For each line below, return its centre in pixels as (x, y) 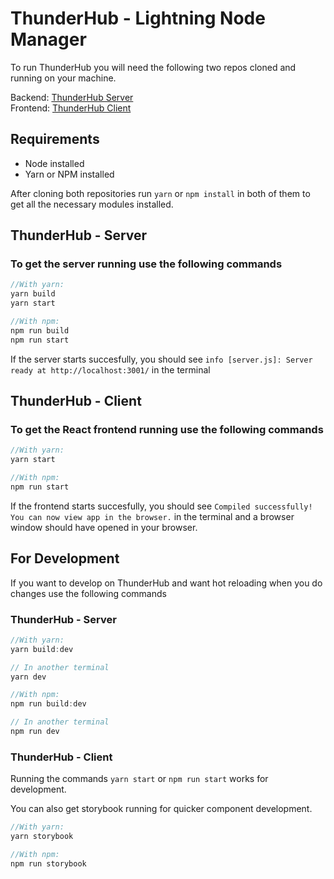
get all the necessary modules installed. (92, 204)
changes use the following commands (88, 593)
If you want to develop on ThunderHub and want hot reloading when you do (166, 583)
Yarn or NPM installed (69, 174)
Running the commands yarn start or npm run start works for (139, 779)
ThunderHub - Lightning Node (138, 18)
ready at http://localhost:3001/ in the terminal (110, 369)
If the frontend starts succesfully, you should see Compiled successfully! (161, 506)
